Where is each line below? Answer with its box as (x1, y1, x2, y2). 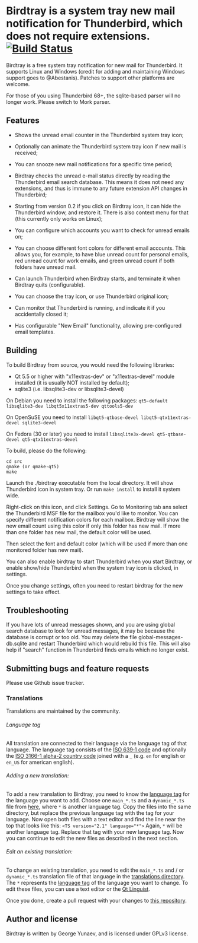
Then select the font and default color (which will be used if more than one (6, 540, 188, 547)
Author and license (6, 914, 78, 924)
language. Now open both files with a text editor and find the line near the (6, 815, 186, 823)
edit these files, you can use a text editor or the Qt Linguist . (6, 885, 151, 893)
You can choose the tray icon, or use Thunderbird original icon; (14, 293, 169, 300)
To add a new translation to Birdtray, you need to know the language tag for (6, 790, 190, 798)
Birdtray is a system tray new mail (6, 4, 176, 18)
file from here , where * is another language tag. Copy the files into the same (6, 803, 191, 810)
